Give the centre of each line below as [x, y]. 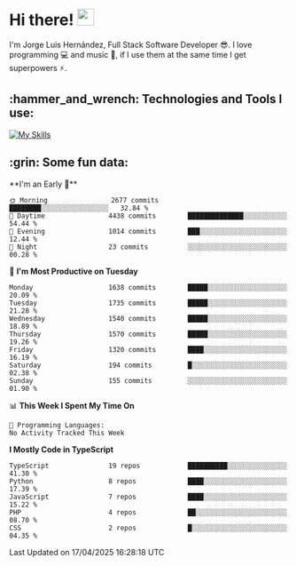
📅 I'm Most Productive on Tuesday [74, 271]
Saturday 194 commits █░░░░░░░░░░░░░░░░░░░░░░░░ [148, 365]
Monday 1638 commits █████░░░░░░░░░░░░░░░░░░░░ [148, 287]
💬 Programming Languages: [57, 425]
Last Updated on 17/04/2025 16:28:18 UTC [87, 552]
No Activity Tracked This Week [67, 433]
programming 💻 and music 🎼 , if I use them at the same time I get [128, 54]
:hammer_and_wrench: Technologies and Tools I [146, 99]
